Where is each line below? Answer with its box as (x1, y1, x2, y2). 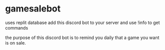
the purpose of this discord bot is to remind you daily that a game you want (5, 34, 160, 40)
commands (5, 24, 28, 30)
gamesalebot (5, 3, 61, 14)
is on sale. (5, 39, 26, 45)
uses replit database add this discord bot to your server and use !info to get (5, 19, 161, 25)
